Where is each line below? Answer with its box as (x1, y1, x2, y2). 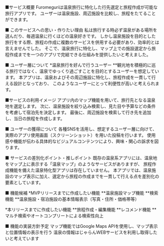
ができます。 (5, 17, 31, 22)
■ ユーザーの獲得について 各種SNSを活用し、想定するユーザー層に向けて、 (5, 126, 157, 132)
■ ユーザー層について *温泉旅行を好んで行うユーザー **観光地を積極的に (5, 62, 152, 68)
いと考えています (5, 236, 40, 241)
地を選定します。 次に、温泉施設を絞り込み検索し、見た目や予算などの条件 (5, 103, 156, 109)
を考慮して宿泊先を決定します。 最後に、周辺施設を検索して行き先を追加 (5, 110, 152, 115)
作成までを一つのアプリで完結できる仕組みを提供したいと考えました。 (9, 52, 151, 58)
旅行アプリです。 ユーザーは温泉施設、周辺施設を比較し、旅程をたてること (5, 10, 156, 16)
